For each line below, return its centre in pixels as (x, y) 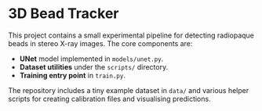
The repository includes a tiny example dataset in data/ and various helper (129, 90)
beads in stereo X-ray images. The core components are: (100, 43)
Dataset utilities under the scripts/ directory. (94, 66)
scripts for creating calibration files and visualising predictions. (109, 98)
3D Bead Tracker (64, 14)
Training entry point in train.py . (72, 75)
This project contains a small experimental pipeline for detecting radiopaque (131, 35)
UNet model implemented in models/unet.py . (91, 59)
